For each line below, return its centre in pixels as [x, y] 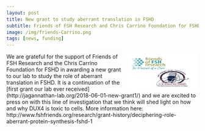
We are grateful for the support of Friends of [62, 57]
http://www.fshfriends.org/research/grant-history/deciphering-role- [92, 115]
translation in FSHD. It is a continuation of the [63, 83]
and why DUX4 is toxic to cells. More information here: [75, 108]
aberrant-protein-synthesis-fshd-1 [49, 121]
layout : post [23, 13]
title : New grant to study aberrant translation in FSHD [80, 19]
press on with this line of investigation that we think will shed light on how [99, 102]
